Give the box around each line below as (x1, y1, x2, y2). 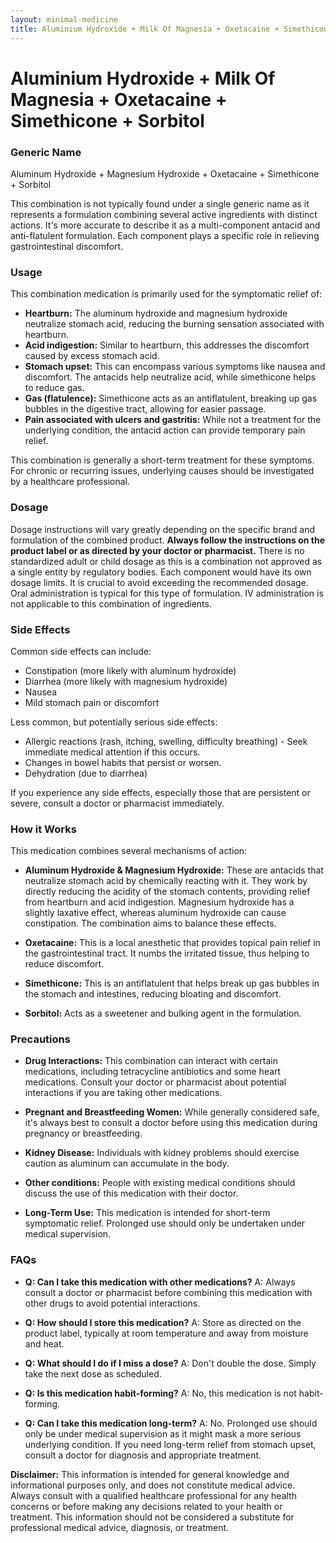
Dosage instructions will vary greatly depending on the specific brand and (10, 523, 315, 535)
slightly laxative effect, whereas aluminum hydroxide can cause (24, 907, 287, 919)
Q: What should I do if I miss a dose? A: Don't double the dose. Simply (24, 1357, 317, 1369)
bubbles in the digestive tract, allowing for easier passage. (24, 403, 267, 415)
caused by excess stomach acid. (24, 350, 160, 362)
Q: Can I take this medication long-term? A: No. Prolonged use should (24, 1417, 318, 1429)
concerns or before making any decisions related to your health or (10, 1500, 283, 1512)
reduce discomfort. (24, 958, 105, 970)
